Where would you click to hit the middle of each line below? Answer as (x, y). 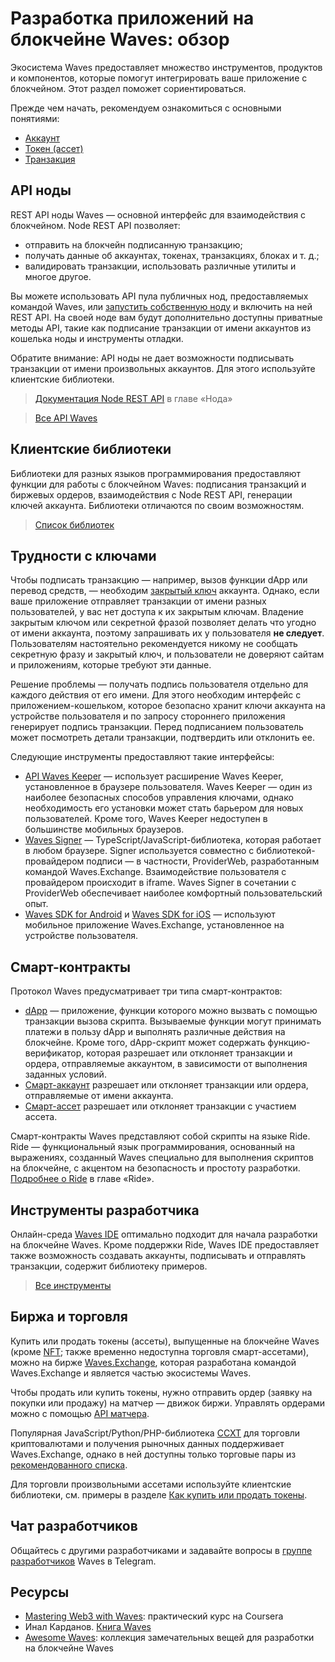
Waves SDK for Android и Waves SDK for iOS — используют (150, 914)
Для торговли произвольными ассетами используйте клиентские (151, 1484)
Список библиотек (74, 524)
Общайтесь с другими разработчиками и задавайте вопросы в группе (161, 1550)
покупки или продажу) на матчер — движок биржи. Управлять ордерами (168, 1403)
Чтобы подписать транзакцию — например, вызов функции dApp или (159, 580)
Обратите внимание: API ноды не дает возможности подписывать (152, 358)
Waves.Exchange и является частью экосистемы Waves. (131, 1373)
